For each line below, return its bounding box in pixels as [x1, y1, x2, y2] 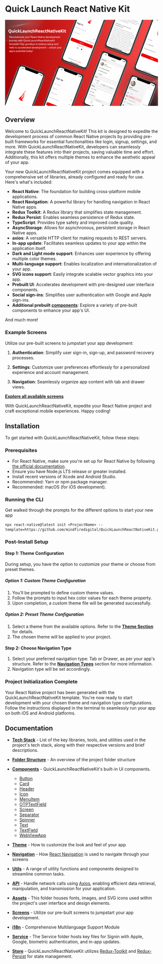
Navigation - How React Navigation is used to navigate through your [12, 851, 149, 857]
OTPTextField [19, 802, 47, 807]
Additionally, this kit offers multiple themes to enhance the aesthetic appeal [5, 154, 156, 160]
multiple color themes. [12, 256, 57, 262]
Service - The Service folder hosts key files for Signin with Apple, [12, 934, 144, 940]
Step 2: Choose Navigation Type [5, 645, 72, 651]
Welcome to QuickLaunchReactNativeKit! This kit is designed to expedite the [5, 128, 158, 134]
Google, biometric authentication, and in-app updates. [12, 939, 121, 945]
